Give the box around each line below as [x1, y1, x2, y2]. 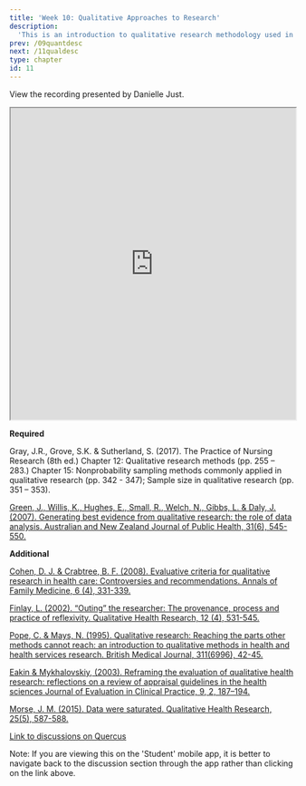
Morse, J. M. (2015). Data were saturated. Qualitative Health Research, [9, 704, 273, 714]
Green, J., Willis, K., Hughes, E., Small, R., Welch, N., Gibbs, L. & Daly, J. [9, 501, 276, 512]
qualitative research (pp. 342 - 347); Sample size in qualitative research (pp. [9, 474, 294, 485]
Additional [9, 548, 50, 558]
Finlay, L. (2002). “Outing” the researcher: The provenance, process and [9, 602, 280, 613]
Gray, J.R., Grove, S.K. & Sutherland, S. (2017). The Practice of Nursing [9, 445, 273, 456]
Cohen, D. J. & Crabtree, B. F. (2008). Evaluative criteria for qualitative [9, 566, 271, 577]
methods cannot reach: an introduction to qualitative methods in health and [9, 639, 290, 650]
